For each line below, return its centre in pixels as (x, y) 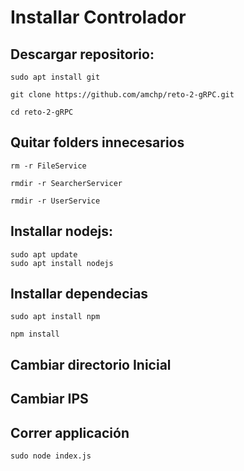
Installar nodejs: (61, 231)
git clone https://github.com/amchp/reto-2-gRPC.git (122, 95)
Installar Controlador (98, 17)
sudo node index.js (51, 456)
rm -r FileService (48, 166)
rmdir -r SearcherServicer (66, 183)
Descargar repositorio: (82, 54)
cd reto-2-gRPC (42, 112)
